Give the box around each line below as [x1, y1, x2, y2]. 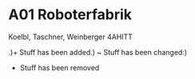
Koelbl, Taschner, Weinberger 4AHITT [8, 32, 133, 41]
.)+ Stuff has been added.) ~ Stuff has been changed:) [8, 47, 188, 57]
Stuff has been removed [19, 62, 100, 73]
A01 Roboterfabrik [8, 6, 132, 24]
